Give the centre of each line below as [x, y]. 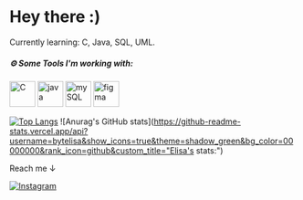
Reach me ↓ [33, 168]
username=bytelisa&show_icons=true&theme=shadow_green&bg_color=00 [151, 141]
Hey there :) [55, 17]
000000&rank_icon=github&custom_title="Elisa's [102, 150]
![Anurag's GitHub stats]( [107, 121]
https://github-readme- [198, 121]
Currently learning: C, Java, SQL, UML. [82, 42]
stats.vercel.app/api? [49, 131]
